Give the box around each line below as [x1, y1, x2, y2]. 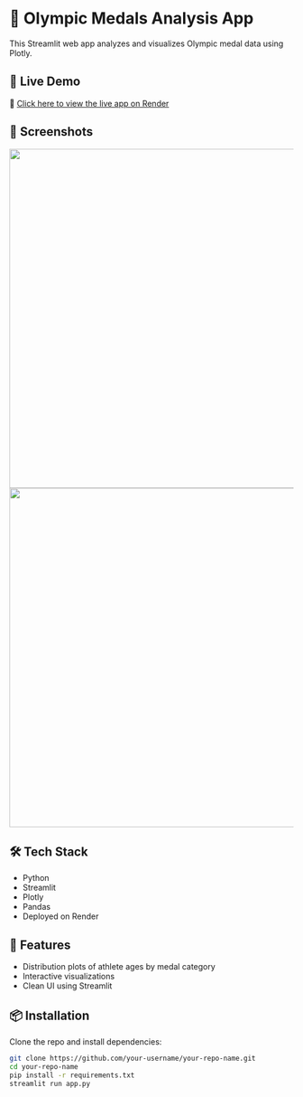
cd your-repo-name [9, 1062, 78, 1071]
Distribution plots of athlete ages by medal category [22, 961, 216, 972]
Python [22, 873, 50, 884]
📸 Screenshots [9, 124, 94, 139]
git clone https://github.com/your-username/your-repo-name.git [9, 1054, 256, 1063]
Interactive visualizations [22, 971, 115, 982]
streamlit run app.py [9, 1079, 91, 1088]
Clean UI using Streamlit [22, 980, 113, 991]
